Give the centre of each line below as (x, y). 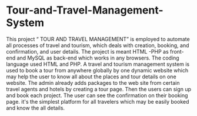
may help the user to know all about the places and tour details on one (91, 77)
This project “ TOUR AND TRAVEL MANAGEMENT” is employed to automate (98, 39)
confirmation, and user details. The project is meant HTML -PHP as (87, 51)
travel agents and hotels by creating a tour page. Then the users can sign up (99, 89)
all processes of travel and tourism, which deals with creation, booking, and (98, 45)
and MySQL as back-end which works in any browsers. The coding (98, 58)
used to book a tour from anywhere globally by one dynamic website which (97, 70)
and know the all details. (36, 108)
